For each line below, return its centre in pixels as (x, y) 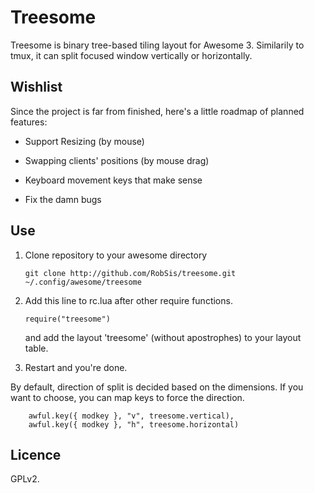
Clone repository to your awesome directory (116, 255)
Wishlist (36, 87)
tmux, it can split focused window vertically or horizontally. (131, 55)
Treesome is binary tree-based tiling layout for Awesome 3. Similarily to (157, 45)
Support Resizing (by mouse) (84, 141)
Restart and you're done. (76, 367)
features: (29, 122)
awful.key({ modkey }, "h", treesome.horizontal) (134, 424)
